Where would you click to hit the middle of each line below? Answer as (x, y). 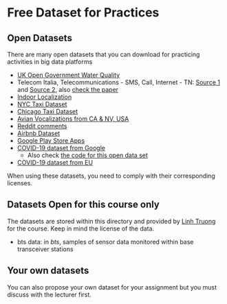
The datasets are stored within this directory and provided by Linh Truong (111, 221)
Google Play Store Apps (51, 141)
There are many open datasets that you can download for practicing (104, 54)
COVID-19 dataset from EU (55, 162)
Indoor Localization (44, 97)
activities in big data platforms (50, 62)
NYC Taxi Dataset (42, 104)
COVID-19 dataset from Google (61, 148)
